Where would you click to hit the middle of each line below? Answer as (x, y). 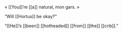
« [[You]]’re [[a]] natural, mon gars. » (42, 7)
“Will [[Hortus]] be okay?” (31, 16)
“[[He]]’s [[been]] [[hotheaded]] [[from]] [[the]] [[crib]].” (61, 26)
